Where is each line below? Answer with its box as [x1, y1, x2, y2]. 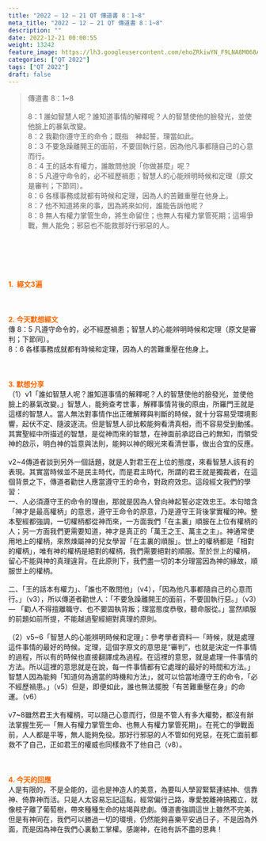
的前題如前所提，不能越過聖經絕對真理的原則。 [8, 614, 161, 623]
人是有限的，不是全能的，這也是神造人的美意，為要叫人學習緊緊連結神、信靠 [8, 785, 258, 794]
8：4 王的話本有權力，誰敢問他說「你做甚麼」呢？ [27, 161, 192, 170]
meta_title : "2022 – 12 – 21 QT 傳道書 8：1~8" [8, 19, 164, 27]
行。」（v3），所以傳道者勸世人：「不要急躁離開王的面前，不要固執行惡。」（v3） [8, 594, 257, 603]
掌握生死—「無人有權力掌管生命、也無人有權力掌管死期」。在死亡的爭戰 [14, 720, 248, 729]
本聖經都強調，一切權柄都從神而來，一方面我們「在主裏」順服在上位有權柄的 [8, 516, 258, 526]
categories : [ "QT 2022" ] [8, 56, 90, 64]
